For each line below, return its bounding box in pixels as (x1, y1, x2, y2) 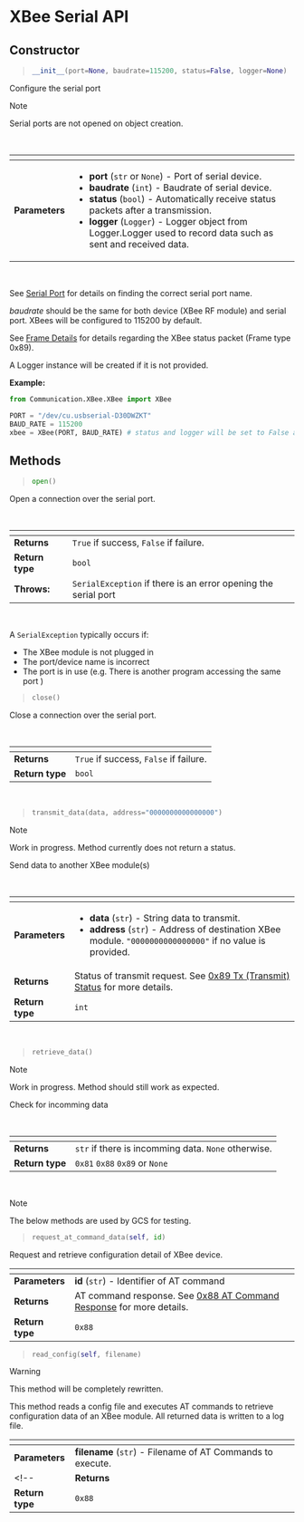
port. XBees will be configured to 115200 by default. (9, 314, 203, 325)
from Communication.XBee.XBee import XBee (9, 394, 172, 404)
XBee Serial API (9, 6, 129, 27)
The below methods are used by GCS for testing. (9, 1215, 192, 1226)
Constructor (9, 43, 80, 58)
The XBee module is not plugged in (22, 647, 154, 658)
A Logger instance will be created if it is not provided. (9, 360, 209, 371)
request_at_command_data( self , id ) (31, 1232, 166, 1242)
